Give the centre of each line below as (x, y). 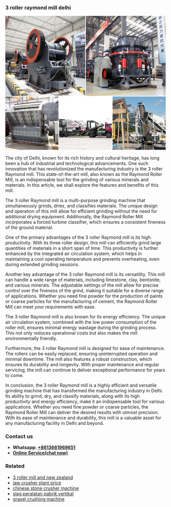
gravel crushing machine (39, 499)
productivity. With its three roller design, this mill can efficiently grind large (83, 243)
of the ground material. (29, 227)
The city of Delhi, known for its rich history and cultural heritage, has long (82, 158)
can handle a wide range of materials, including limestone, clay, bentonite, (83, 280)
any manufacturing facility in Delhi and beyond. (55, 423)
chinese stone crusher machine (46, 488)
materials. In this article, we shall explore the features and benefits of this (82, 185)
